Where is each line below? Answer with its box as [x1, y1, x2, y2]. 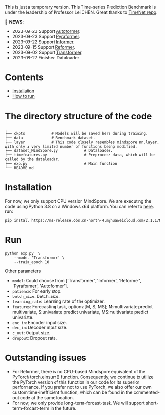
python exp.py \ [5, 251, 41, 256]
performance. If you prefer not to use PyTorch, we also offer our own [12, 384, 152, 390]
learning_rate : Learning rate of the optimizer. [12, 298, 105, 304]
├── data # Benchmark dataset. [5, 135, 96, 140]
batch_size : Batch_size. [12, 293, 60, 299]
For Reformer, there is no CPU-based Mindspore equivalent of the [12, 368, 146, 374]
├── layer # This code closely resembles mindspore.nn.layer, [5, 140, 160, 145]
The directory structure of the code [5, 111, 152, 122]
